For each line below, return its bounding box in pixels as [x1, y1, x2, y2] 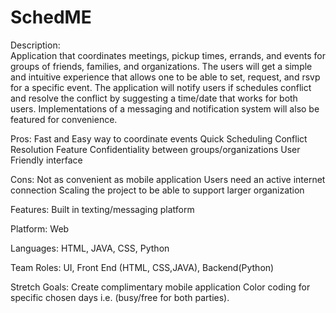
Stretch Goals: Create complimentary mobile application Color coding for [10, 281, 311, 293]
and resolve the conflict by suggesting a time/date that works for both [10, 92, 298, 104]
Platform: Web [10, 222, 70, 235]
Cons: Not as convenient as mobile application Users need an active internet [10, 173, 326, 185]
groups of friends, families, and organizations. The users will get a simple [10, 60, 313, 72]
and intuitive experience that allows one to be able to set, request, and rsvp [10, 71, 321, 83]
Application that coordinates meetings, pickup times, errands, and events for [10, 49, 326, 61]
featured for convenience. [10, 113, 118, 125]
